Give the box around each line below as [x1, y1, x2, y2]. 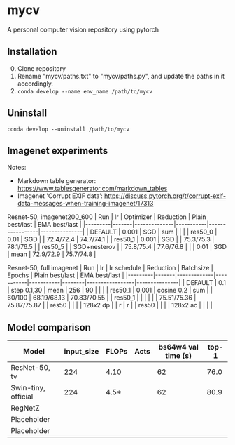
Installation [7, 46, 57, 58]
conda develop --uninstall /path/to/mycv [7, 126, 130, 133]
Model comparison [7, 321, 91, 333]
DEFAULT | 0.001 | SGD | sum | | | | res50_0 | [90, 227, 218, 237]
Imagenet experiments [7, 145, 108, 157]
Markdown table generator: [17, 177, 97, 185]
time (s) [165, 351, 192, 361]
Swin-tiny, [10, 383, 45, 393]
